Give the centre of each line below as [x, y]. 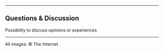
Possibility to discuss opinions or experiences [51, 30]
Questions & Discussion [42, 18]
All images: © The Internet [32, 44]
